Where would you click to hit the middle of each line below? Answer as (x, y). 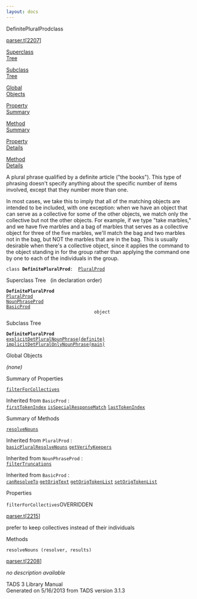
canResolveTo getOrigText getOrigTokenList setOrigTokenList (82, 482)
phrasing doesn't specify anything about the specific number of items (92, 183)
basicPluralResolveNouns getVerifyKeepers (59, 447)
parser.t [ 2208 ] (24, 561)
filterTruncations (29, 464)
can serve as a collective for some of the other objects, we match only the (97, 214)
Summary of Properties (35, 378)
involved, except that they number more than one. (67, 190)
